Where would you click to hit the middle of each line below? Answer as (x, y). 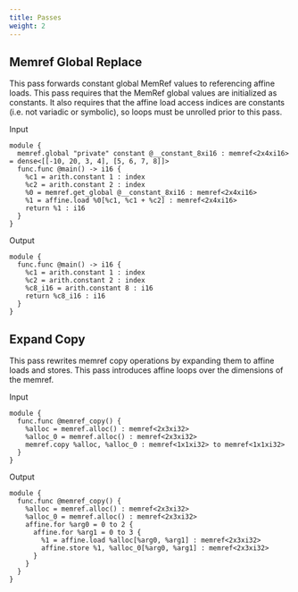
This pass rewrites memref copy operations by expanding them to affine (142, 361)
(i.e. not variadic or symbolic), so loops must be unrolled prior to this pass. (146, 112)
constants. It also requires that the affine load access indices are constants (147, 103)
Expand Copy (47, 339)
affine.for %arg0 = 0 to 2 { (79, 525)
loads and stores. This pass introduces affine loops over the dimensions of (146, 370)
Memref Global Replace (76, 62)
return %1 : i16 (56, 208)
